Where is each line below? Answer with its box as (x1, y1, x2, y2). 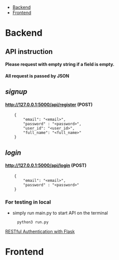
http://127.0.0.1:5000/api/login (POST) (5, 162, 86, 168)
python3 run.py (17, 220, 49, 225)
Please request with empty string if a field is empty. (5, 61, 115, 68)
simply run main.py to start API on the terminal (12, 210, 108, 216)
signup (5, 88, 27, 96)
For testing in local (5, 199, 51, 206)
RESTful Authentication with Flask (5, 229, 75, 235)
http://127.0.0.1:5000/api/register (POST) (5, 101, 93, 107)
